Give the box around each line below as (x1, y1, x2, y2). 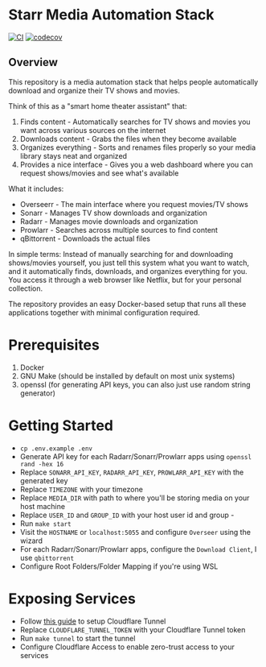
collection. (8, 284, 43, 293)
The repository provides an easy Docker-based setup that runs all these (8, 299, 247, 309)
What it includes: (8, 184, 64, 193)
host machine (19, 501, 66, 511)
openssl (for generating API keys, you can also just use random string (19, 379, 251, 389)
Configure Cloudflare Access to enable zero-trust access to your (19, 642, 235, 652)
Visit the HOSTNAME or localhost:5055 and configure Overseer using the (19, 527, 252, 536)
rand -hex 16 (19, 460, 64, 468)
